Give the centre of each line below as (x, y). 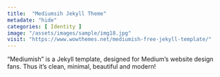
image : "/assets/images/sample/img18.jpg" (69, 33)
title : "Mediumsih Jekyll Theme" (57, 14)
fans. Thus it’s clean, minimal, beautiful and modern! (82, 67)
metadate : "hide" (32, 20)
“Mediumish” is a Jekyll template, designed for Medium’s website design (110, 59)
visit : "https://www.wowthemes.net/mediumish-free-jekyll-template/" (110, 40)
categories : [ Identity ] (44, 26)
